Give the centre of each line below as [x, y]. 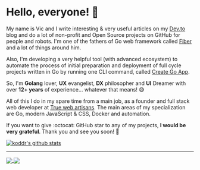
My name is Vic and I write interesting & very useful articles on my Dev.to [96, 29]
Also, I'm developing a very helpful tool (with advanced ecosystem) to [92, 59]
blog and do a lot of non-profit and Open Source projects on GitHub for [93, 34]
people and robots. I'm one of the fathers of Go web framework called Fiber [99, 41]
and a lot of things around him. [44, 48]
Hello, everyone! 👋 [53, 12]
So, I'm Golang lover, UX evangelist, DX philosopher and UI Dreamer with [96, 83]
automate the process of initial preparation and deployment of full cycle [94, 65]
